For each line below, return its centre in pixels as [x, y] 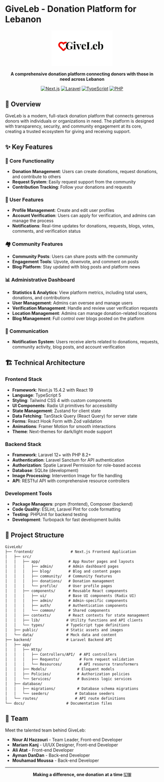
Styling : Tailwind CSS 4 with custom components [62, 400]
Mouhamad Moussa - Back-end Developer [55, 760]
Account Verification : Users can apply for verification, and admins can [84, 216]
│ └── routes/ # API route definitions [65, 699]
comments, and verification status [46, 231]
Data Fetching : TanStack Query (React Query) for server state [75, 416]
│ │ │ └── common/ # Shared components [58, 611]
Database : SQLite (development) [45, 470]
